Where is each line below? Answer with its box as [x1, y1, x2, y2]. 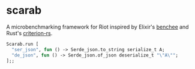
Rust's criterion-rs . [6, 29, 53, 36]
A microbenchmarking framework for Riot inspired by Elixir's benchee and [6, 23, 189, 30]
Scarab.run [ [6, 41, 39, 47]
